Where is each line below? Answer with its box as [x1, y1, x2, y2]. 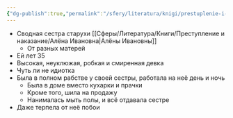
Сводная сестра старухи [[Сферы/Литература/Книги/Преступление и [16, 29, 225, 37]
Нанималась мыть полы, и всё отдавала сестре [26, 95, 170, 104]
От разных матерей [26, 44, 86, 52]
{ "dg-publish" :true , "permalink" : [6, 10, 104, 17]
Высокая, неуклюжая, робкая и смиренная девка [16, 58, 164, 67]
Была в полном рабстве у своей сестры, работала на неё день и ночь [16, 74, 225, 82]
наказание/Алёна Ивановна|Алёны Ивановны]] [16, 36, 157, 45]
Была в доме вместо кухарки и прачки [26, 81, 143, 89]
